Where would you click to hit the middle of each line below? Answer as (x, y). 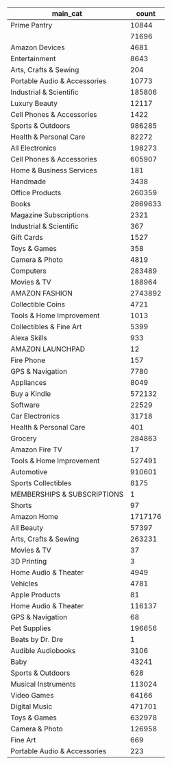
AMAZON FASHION (42, 293)
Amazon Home (34, 517)
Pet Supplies (31, 628)
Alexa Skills (29, 338)
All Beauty (27, 528)
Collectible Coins (38, 304)
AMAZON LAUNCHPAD (48, 349)
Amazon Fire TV (37, 450)
